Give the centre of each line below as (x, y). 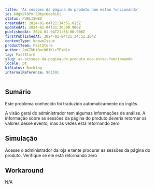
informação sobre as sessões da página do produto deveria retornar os (76, 118)
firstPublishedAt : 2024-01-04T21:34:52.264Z (50, 37)
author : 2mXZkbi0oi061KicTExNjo (37, 50)
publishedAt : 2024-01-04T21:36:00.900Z (45, 32)
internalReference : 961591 (32, 73)
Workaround (24, 170)
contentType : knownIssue (30, 41)
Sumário (18, 92)
